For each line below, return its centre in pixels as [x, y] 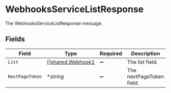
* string [55, 76]
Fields [15, 39]
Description [146, 53]
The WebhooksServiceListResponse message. [54, 23]
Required [111, 53]
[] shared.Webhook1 [71, 62]
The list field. [142, 62]
